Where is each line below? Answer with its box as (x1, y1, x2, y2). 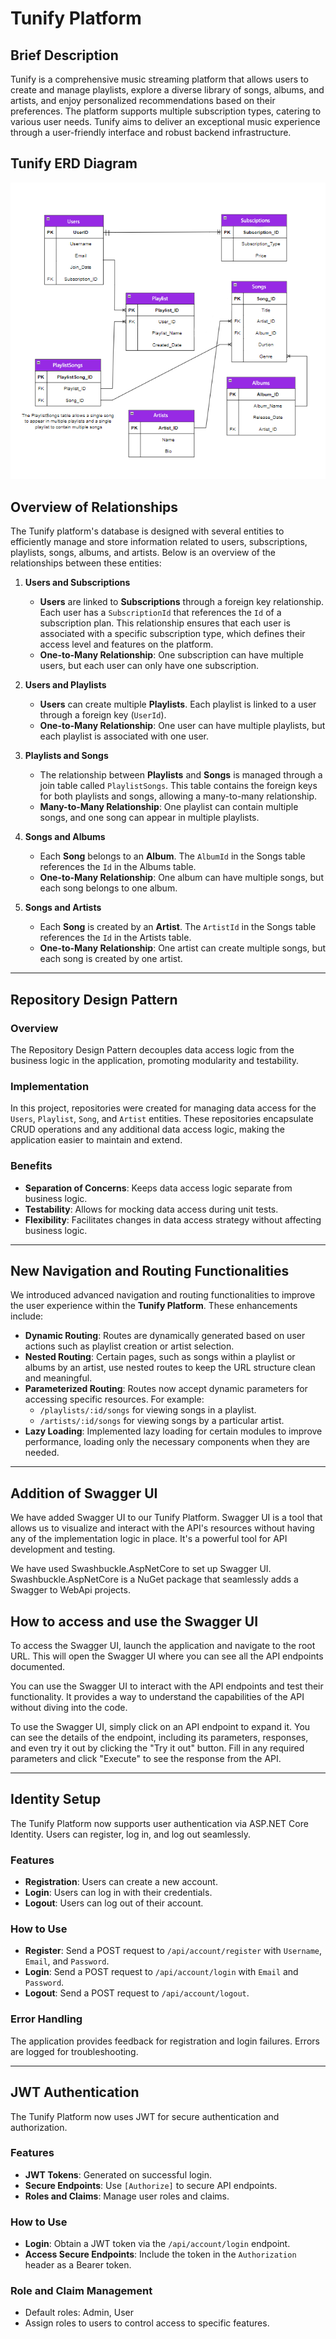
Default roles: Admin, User (24, 2307, 134, 2319)
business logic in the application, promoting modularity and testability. (10, 1054, 300, 1066)
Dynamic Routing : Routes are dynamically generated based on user (24, 1330, 306, 1342)
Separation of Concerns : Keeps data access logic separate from (24, 1182, 293, 1194)
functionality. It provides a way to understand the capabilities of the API (10, 1690, 305, 1702)
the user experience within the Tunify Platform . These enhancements (10, 1300, 298, 1312)
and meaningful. (24, 1372, 93, 1384)
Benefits (10, 1159, 53, 1173)
